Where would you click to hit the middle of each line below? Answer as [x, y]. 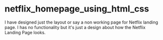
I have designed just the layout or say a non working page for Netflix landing [81, 22]
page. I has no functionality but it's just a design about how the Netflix [75, 27]
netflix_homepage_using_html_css [77, 9]
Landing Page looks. [25, 32]
